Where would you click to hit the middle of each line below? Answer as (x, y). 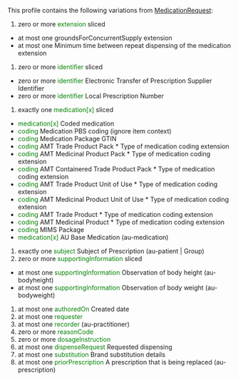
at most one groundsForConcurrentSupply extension (95, 38)
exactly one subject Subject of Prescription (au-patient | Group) (111, 251)
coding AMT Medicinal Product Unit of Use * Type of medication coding (123, 199)
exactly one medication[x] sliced (66, 110)
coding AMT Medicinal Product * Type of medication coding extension (121, 222)
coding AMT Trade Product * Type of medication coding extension (115, 214)
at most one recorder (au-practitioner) (74, 324)
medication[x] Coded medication (66, 123)
